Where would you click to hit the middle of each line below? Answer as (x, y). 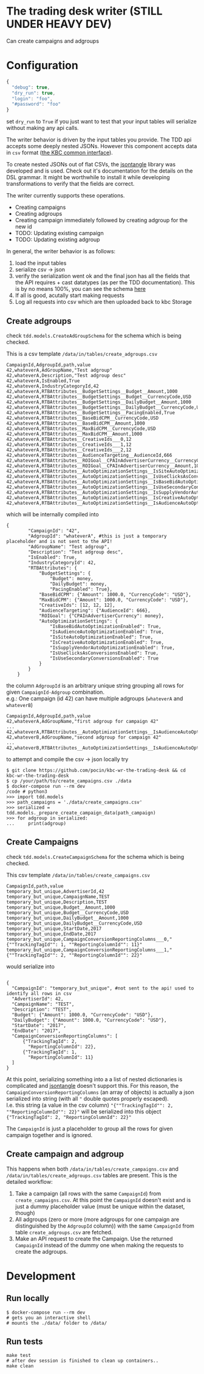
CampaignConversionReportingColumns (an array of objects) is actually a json (100, 1092)
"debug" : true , (31, 87)
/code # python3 (27, 791)
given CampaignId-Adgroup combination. (56, 692)
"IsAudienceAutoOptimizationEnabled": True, (107, 632)
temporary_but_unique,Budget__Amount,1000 (61, 907)
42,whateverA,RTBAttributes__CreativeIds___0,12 (69, 439)
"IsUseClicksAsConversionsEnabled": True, (104, 653)
